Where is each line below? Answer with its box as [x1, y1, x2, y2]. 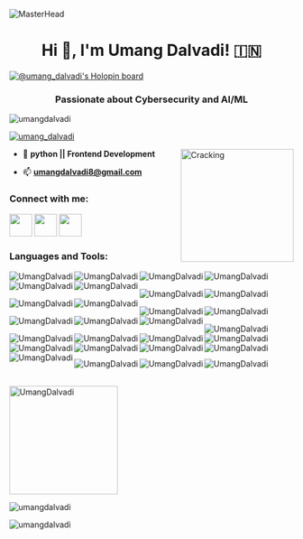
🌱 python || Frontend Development [22, 149, 156, 160]
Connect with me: [9, 192, 89, 205]
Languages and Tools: [9, 250, 108, 263]
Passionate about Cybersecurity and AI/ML [55, 93, 248, 106]
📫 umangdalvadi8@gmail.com [22, 167, 142, 178]
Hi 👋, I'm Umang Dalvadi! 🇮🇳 [41, 41, 262, 60]
